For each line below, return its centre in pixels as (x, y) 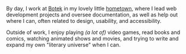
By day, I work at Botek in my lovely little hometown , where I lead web (92, 9)
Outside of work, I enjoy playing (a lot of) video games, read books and (93, 32)
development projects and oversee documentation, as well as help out (92, 15)
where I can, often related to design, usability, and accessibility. (84, 21)
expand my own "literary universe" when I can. (63, 45)
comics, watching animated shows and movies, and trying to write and (92, 38)
